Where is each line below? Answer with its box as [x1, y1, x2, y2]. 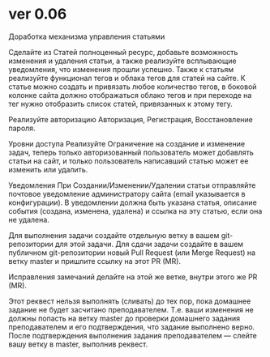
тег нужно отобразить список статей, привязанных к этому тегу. [8, 99, 234, 108]
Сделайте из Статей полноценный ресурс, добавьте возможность [8, 47, 238, 57]
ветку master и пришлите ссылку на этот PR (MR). [8, 256, 181, 266]
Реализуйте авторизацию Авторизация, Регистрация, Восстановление [8, 114, 253, 124]
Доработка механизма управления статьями [8, 32, 165, 41]
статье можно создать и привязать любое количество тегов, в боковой [8, 82, 257, 91]
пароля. [8, 123, 36, 133]
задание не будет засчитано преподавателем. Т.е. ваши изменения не [8, 304, 254, 314]
